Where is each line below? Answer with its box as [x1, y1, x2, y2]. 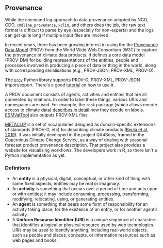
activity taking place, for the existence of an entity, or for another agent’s [12, 206, 158, 213]
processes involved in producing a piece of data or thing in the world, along [5, 62, 156, 68]
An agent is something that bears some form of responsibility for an [12, 201, 148, 207]
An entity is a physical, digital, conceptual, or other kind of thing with [12, 176, 150, 182]
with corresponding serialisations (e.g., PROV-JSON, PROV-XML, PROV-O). [5, 67, 155, 73]
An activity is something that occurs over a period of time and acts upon [12, 186, 158, 192]
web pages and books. [12, 237, 58, 243]
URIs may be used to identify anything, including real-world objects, [12, 227, 148, 233]
